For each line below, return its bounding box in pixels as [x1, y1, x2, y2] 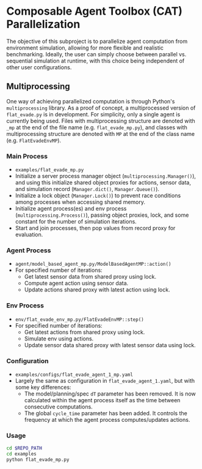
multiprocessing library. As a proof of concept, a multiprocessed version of [6, 104, 196, 111]
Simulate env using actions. [24, 335, 94, 342]
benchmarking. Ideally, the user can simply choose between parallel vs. [6, 50, 187, 58]
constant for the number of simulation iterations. [15, 218, 137, 225]
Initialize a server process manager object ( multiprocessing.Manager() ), [15, 173, 197, 180]
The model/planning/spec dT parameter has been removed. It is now [24, 390, 197, 397]
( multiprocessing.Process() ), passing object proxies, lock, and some [15, 211, 189, 219]
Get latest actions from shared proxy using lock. [24, 328, 145, 336]
